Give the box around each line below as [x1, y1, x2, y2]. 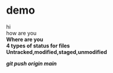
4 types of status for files [6, 42, 70, 49]
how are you [6, 29, 37, 36]
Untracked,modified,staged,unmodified [6, 48, 107, 55]
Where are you [6, 36, 43, 43]
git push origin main [6, 60, 57, 67]
